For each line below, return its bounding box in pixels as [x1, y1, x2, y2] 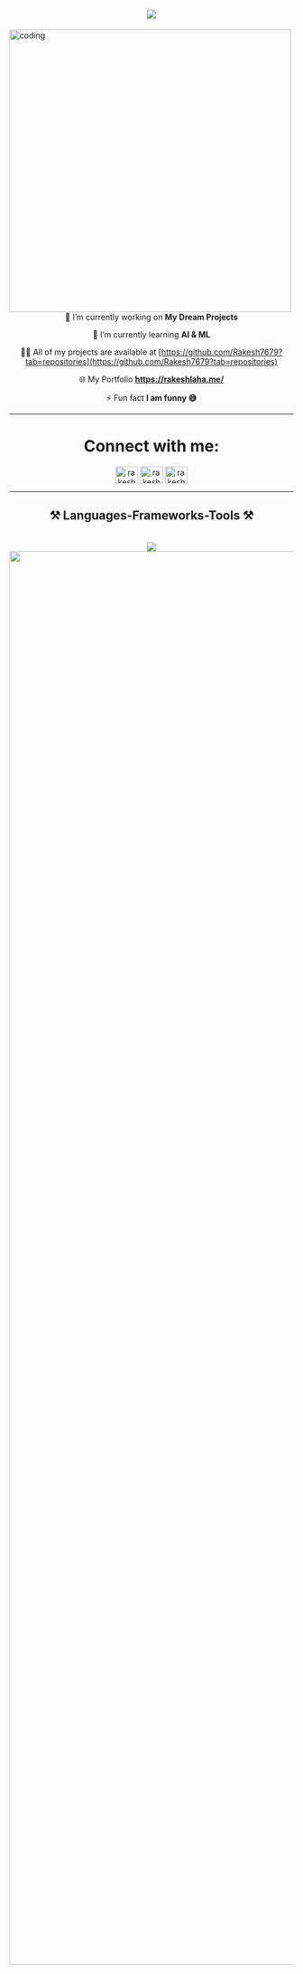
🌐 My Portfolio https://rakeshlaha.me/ [78, 374, 225, 384]
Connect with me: [83, 436, 220, 457]
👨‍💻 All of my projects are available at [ [20, 346, 162, 357]
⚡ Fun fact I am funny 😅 [106, 392, 197, 403]
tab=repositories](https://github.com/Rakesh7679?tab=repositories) [25, 356, 278, 366]
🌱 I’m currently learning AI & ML [92, 328, 211, 339]
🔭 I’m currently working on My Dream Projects [64, 311, 239, 322]
